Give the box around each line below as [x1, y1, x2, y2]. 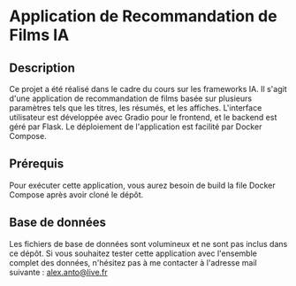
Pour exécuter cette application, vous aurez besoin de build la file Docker [9, 180, 276, 190]
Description [9, 60, 75, 75]
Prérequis [9, 157, 65, 172]
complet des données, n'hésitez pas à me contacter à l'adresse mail [9, 257, 258, 267]
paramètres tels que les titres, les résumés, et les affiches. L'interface [9, 103, 262, 112]
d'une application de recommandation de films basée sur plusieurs [9, 93, 253, 104]
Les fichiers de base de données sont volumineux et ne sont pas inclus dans [9, 238, 288, 249]
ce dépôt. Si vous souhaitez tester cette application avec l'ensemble [9, 248, 258, 259]
